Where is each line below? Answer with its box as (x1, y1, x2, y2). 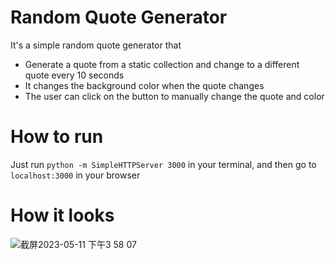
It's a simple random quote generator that (10, 39, 182, 51)
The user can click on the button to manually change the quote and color (24, 90, 325, 102)
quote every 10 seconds (24, 69, 125, 81)
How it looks (10, 204, 115, 227)
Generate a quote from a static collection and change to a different (24, 58, 300, 70)
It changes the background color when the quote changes (24, 79, 265, 91)
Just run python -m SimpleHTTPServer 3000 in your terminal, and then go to (10, 158, 317, 170)
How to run (10, 126, 104, 148)
